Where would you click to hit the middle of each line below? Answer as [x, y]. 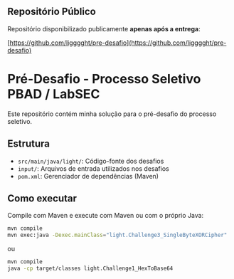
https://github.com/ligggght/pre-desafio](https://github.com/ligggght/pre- [118, 43]
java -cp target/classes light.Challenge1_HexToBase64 [90, 268]
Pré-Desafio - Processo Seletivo [104, 79]
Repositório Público [52, 12]
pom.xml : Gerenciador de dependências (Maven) [88, 176]
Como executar [42, 198]
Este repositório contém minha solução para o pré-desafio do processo [112, 114]
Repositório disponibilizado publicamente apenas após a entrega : [104, 28]
